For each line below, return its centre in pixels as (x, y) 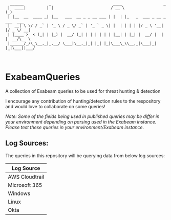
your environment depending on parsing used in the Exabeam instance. (81, 121)
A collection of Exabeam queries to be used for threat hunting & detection (83, 91)
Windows (19, 193)
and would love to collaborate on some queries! (56, 106)
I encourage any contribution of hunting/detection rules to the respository (83, 101)
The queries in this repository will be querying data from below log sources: (85, 155)
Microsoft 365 (25, 185)
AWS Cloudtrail (26, 177)
